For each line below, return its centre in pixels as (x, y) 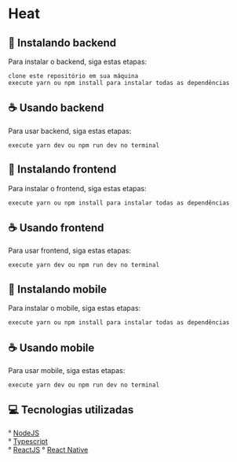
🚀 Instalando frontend (62, 170)
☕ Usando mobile (51, 347)
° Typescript (28, 441)
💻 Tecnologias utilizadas (71, 410)
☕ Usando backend (56, 108)
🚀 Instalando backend (62, 43)
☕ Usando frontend (56, 228)
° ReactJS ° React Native (48, 449)
